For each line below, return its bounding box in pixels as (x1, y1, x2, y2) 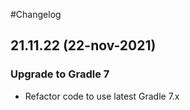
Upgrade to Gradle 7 (10, 67, 110, 81)
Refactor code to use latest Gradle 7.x (24, 90, 180, 102)
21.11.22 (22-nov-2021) (10, 37, 157, 54)
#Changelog (10, 9, 62, 20)
